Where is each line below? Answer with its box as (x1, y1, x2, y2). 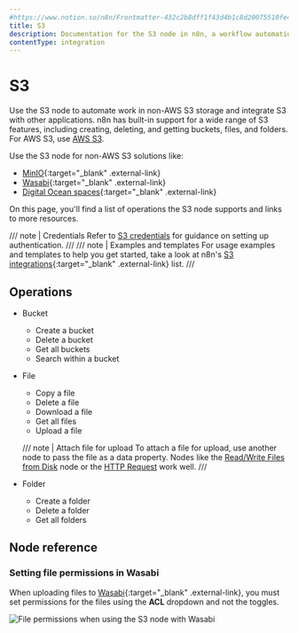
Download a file (35, 407, 93, 417)
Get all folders (35, 515, 87, 525)
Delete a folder (35, 505, 90, 515)
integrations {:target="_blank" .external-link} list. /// (9, 259, 195, 270)
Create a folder (35, 496, 90, 506)
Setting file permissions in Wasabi (9, 567, 160, 579)
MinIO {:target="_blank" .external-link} (21, 168, 161, 178)
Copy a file (35, 387, 75, 398)
